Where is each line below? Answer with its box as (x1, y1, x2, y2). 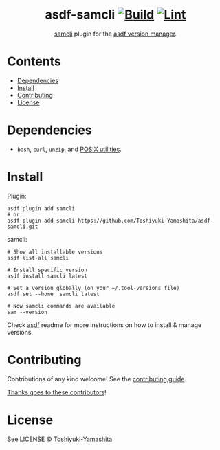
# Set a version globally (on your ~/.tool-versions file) (7, 284, 180, 291)
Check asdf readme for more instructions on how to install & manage (7, 320, 202, 329)
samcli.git (7, 223, 38, 230)
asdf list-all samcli (7, 254, 69, 261)
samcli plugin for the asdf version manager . (54, 30, 177, 38)
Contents (7, 54, 62, 69)
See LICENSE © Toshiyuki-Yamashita (7, 435, 113, 443)
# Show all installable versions (7, 248, 103, 256)
